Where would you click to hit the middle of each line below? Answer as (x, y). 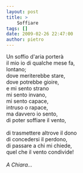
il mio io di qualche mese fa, (41, 63)
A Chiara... (19, 165)
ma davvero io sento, (32, 114)
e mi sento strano (28, 88)
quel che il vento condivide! (40, 152)
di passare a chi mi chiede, (39, 145)
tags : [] (17, 28)
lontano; (16, 69)
